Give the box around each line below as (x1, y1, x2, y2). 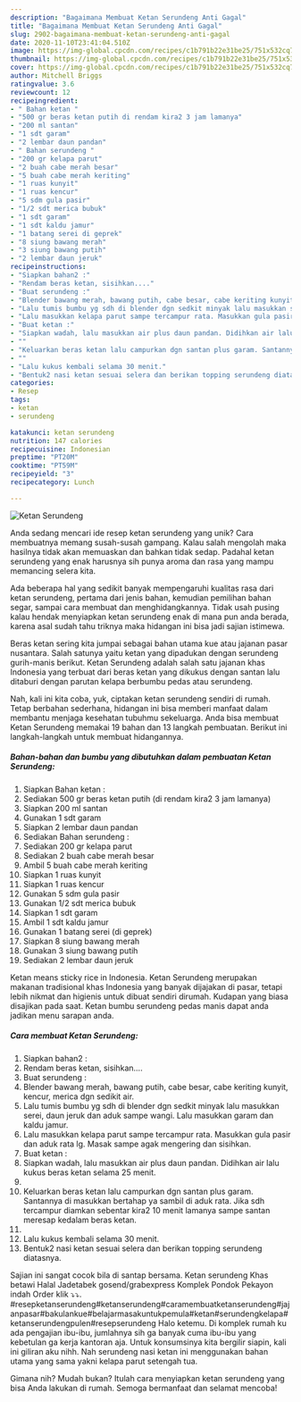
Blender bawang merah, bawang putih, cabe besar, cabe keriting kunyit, (22, 1081, 288, 1092)
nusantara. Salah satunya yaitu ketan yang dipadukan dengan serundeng (10, 647, 280, 658)
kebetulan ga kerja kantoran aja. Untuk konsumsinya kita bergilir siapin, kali (10, 1337, 287, 1347)
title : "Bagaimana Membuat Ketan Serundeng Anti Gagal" (10, 21, 222, 30)
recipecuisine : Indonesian (10, 444, 111, 454)
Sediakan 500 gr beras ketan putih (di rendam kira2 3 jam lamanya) (22, 793, 272, 804)
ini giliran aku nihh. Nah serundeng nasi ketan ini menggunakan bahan (10, 1346, 269, 1356)
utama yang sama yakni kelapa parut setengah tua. (10, 1356, 198, 1366)
